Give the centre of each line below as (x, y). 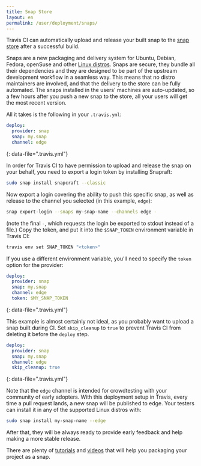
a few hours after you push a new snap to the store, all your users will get (97, 96)
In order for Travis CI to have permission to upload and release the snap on (99, 165)
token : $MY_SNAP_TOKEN (40, 298)
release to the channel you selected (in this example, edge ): (79, 201)
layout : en (20, 17)
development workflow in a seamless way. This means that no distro (91, 77)
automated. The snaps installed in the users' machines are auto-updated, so (100, 90)
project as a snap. (28, 457)
